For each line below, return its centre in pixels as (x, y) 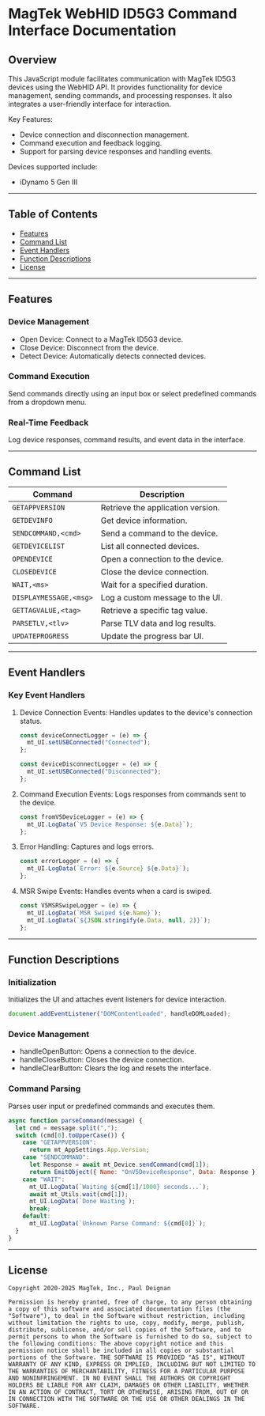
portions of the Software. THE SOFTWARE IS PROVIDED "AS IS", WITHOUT (127, 1357)
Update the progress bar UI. (152, 636)
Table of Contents (53, 214)
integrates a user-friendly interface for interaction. (90, 104)
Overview (33, 60)
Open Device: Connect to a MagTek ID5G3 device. (101, 339)
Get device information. (144, 521)
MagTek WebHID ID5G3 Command (123, 14)
